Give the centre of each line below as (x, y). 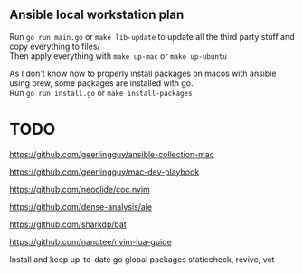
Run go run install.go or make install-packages (101, 92)
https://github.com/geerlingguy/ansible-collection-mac (112, 154)
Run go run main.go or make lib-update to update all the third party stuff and (152, 36)
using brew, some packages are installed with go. (101, 83)
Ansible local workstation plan (97, 15)
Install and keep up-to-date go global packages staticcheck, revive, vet (142, 259)
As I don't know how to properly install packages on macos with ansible (143, 73)
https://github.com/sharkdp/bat (68, 224)
